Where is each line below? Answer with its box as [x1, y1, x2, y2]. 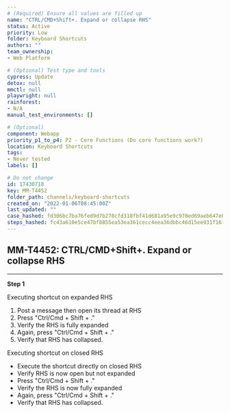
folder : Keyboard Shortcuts [7, 36, 88, 42]
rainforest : [7, 99, 41, 106]
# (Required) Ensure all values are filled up [7, 10, 142, 17]
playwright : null [7, 92, 57, 99]
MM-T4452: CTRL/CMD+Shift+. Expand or [7, 245, 192, 256]
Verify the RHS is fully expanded [16, 321, 109, 329]
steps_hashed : [7, 219, 48, 226]
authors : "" [7, 42, 41, 49]
